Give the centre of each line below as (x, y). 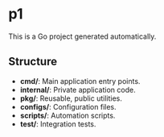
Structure (33, 62)
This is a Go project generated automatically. (82, 36)
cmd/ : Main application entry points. (80, 81)
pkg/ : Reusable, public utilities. (71, 98)
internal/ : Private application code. (78, 89)
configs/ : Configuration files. (68, 106)
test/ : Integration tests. (58, 124)
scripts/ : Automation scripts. (68, 115)
